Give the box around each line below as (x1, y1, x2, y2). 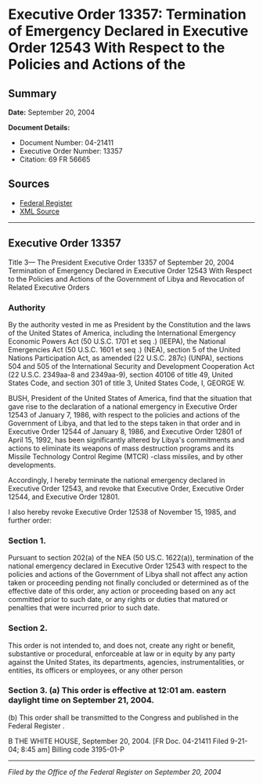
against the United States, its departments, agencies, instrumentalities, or (8, 657, 245, 666)
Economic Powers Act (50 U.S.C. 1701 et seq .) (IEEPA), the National (8, 336, 226, 346)
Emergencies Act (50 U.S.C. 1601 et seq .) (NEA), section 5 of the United (8, 345, 241, 354)
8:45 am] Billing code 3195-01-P (20, 744, 125, 754)
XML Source (19, 206, 60, 216)
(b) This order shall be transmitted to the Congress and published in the (8, 713, 239, 722)
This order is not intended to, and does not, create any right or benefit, (8, 640, 236, 650)
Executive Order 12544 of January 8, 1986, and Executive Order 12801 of (8, 426, 243, 436)
